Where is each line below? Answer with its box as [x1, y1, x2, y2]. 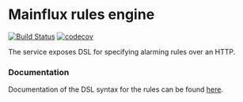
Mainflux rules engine [8, 6, 155, 24]
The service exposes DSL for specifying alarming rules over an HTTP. [8, 47, 236, 56]
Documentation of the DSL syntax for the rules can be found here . [8, 85, 224, 94]
